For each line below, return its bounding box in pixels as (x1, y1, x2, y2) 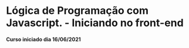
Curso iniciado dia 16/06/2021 (6, 36, 81, 43)
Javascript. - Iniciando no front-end (6, 16, 184, 29)
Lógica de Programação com (6, 4, 148, 17)
